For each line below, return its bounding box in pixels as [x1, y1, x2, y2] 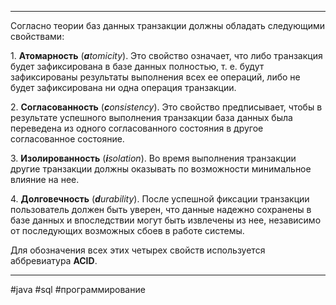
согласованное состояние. [10, 133, 125, 145]
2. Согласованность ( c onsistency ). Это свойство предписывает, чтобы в [10, 101, 323, 113]
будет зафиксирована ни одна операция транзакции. [10, 82, 237, 93]
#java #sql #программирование [10, 284, 146, 295]
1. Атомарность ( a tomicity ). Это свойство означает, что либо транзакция [10, 50, 323, 61]
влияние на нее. [10, 174, 80, 185]
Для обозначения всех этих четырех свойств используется [10, 244, 266, 256]
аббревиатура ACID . [10, 255, 98, 266]
